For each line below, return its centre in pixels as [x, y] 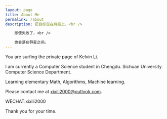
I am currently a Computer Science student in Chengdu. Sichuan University [83, 67]
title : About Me [22, 15]
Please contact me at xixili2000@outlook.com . [54, 91]
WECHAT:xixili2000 [26, 101]
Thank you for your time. [31, 111]
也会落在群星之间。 [31, 43]
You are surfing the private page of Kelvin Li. [52, 57]
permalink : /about [25, 19]
